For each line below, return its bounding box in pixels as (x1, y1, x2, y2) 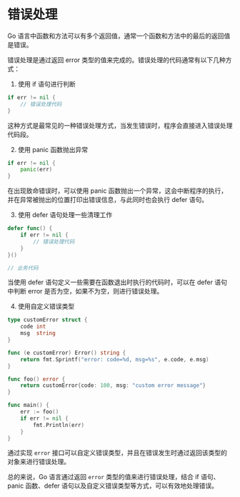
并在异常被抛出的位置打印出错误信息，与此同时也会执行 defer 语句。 (7, 196, 209, 204)
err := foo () (20, 408, 59, 416)
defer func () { (7, 225, 53, 232)
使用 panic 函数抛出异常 (17, 145, 88, 154)
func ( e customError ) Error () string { (7, 349, 126, 356)
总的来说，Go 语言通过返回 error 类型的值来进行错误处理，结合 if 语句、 (7, 473, 220, 481)
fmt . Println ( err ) (33, 421, 84, 428)
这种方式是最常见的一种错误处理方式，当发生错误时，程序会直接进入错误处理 (7, 121, 233, 129)
